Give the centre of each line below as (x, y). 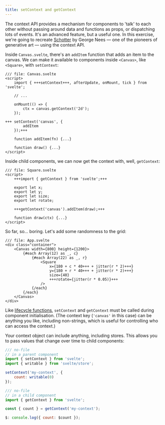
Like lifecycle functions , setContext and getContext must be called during (80, 310)
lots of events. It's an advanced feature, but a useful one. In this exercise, (80, 34)
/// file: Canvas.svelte (31, 74)
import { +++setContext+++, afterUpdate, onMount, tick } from (81, 83)
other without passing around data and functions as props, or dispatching (80, 29)
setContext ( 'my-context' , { (34, 373)
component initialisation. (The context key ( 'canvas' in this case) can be (79, 315)
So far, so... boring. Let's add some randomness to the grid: (66, 231)
